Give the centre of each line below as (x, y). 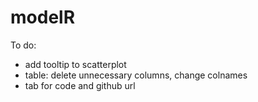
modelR (43, 17)
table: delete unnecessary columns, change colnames (136, 75)
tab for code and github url (80, 85)
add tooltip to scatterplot (75, 64)
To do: (23, 45)
